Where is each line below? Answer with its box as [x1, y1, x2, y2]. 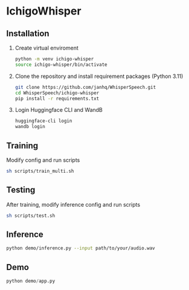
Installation [6, 28, 50, 39]
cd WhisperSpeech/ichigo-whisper [14, 89, 100, 96]
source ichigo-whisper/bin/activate [14, 62, 107, 68]
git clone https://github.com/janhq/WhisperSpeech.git [14, 84, 156, 90]
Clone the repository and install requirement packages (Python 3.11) [14, 72, 184, 80]
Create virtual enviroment [14, 44, 78, 51]
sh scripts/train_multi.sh [6, 168, 74, 174]
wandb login [14, 124, 45, 130]
